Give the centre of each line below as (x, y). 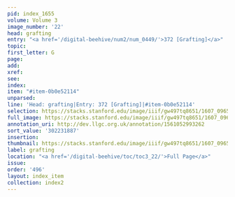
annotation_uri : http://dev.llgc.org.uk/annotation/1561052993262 (106, 124)
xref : (15, 72)
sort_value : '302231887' (43, 131)
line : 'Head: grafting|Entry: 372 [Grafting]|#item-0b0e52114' (101, 105)
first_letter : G (31, 53)
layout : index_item (36, 176)
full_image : (24, 117)
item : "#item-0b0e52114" (43, 92)
